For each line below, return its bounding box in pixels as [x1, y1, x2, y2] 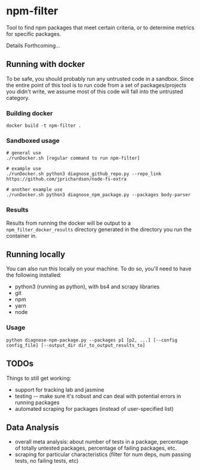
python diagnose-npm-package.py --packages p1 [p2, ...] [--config [6, 337, 178, 343]
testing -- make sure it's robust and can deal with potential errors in [14, 392, 181, 399]
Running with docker [6, 59, 85, 69]
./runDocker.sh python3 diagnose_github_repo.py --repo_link [6, 171, 162, 177]
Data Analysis [6, 422, 60, 432]
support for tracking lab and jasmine [14, 386, 104, 393]
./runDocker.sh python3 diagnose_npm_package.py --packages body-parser [6, 192, 191, 198]
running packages [14, 399, 60, 406]
